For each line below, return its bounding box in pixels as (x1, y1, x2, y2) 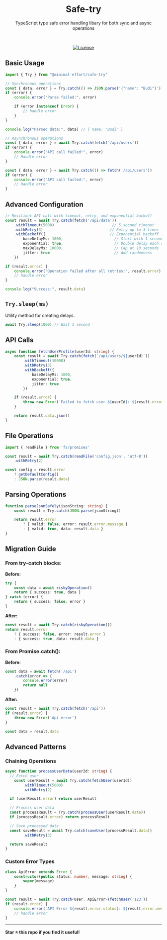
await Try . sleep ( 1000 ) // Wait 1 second (5, 322, 90, 327)
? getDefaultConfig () (14, 472, 59, 477)
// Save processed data (9, 823, 59, 829)
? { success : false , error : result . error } (14, 632, 106, 637)
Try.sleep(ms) (5, 300, 49, 308)
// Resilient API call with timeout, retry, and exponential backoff (5, 213, 153, 218)
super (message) (23, 879, 55, 884)
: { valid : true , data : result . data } (23, 526, 103, 532)
